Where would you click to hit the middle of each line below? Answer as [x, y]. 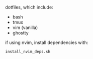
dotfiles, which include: [29, 7]
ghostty [20, 33]
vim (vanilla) [25, 27]
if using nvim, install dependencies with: [47, 42]
